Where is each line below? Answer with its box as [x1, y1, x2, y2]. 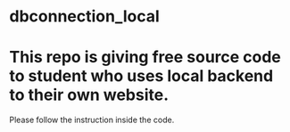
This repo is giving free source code [9, 47, 281, 68]
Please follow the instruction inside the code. [9, 114, 175, 126]
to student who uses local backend [9, 66, 274, 87]
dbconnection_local [9, 6, 161, 27]
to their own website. [9, 85, 170, 105]
